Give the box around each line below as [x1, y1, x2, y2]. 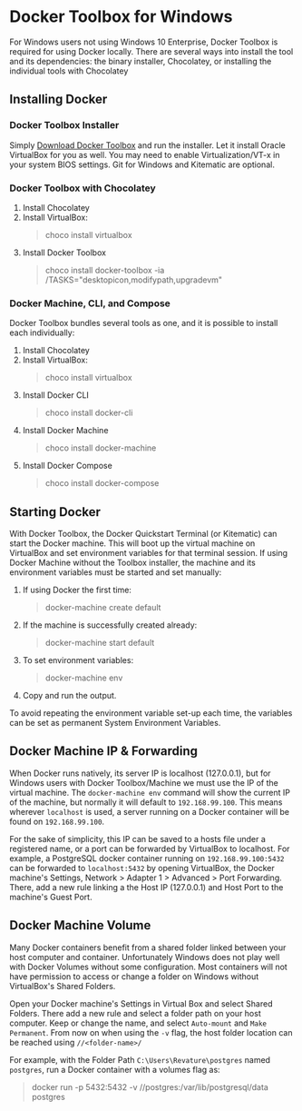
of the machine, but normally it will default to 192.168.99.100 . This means [9, 797, 283, 808]
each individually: [9, 327, 75, 338]
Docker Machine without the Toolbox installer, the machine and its [9, 557, 256, 569]
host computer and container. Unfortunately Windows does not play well [9, 951, 280, 962]
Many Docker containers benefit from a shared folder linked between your [9, 942, 287, 953]
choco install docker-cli [44, 407, 133, 419]
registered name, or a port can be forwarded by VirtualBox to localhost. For [9, 843, 290, 854]
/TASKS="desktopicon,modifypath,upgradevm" [44, 274, 223, 285]
